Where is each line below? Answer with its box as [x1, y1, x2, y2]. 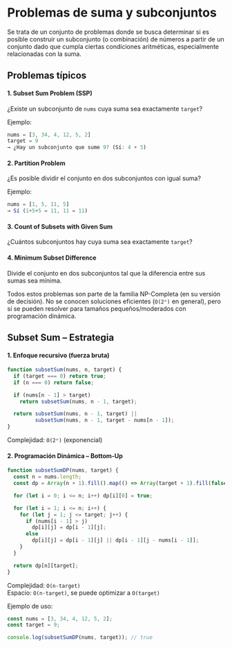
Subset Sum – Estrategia [7, 332, 115, 343]
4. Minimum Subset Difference [7, 254, 97, 262]
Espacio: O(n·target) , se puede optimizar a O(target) [7, 589, 160, 597]
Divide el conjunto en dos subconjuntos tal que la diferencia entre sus [7, 269, 206, 277]
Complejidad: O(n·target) [7, 581, 81, 589]
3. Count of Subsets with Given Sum [7, 222, 113, 231]
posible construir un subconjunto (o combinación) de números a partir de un [7, 35, 224, 43]
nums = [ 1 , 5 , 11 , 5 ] [7, 201, 70, 208]
